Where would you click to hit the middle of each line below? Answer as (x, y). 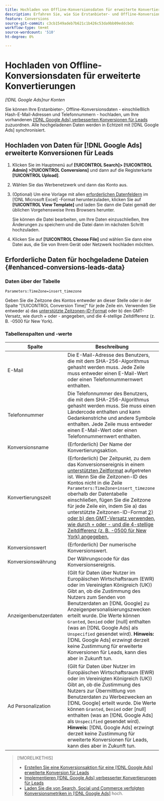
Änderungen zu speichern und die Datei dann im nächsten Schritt (78, 224)
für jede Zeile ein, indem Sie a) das (107, 506)
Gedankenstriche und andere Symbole (112, 418)
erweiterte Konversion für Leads (57, 772)
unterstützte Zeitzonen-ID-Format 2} (111, 512)
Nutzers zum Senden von (97, 597)
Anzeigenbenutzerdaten (35, 616)
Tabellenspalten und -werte (39, 334)
